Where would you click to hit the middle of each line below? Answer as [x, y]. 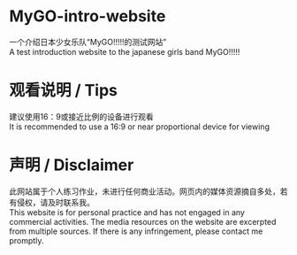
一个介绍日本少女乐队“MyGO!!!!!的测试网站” [88, 42]
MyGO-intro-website [88, 16]
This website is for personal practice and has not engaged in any [127, 212]
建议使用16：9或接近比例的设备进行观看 [82, 116]
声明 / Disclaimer [72, 165]
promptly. [27, 240]
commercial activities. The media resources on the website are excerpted [143, 221]
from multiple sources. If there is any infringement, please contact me [136, 231]
